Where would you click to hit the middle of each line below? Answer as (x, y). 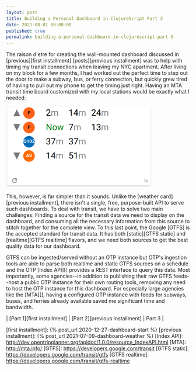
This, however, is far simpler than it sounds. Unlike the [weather (83, 196)
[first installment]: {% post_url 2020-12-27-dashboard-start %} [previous (94, 330)
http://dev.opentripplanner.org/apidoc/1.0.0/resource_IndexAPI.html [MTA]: (96, 343)
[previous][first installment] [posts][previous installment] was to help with (94, 61)
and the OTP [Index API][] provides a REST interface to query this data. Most (98, 270)
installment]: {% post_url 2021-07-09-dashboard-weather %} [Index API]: (94, 336)
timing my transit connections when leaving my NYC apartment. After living (96, 67)
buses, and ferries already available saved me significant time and (85, 301)
